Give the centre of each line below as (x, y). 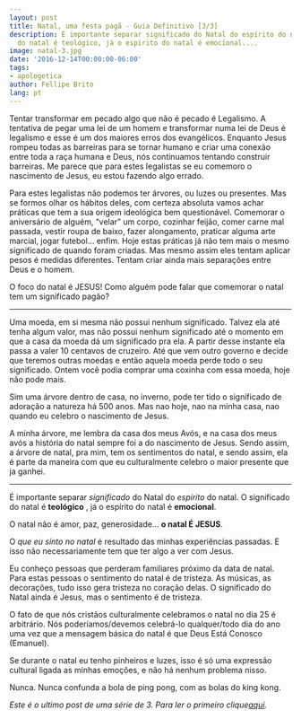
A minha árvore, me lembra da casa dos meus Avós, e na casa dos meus (143, 433)
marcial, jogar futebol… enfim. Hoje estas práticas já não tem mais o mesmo (149, 241)
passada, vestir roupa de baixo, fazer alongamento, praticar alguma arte (142, 231)
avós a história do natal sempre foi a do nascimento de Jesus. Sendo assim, (149, 443)
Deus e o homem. (42, 269)
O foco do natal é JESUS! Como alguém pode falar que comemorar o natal (146, 286)
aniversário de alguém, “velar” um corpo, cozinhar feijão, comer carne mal (147, 222)
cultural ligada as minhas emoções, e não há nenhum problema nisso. (138, 670)
